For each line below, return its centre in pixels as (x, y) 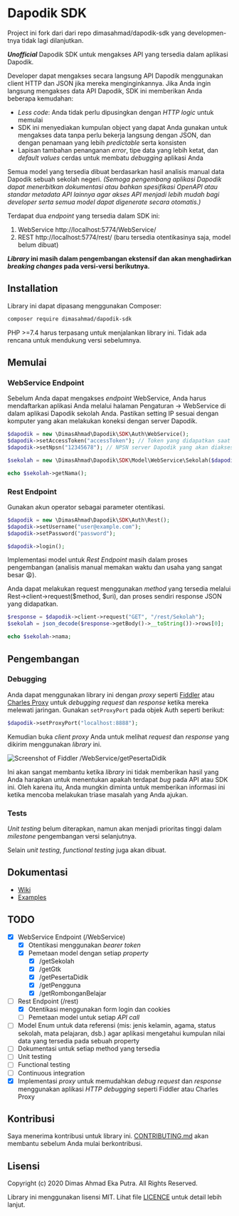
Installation (33, 289)
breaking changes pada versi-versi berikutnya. (79, 266)
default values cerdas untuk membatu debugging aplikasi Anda (111, 158)
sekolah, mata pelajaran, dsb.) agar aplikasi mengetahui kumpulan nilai (121, 1033)
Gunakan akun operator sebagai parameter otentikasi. (86, 507)
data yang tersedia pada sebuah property (79, 1041)
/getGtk (50, 969)
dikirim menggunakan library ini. (54, 744)
